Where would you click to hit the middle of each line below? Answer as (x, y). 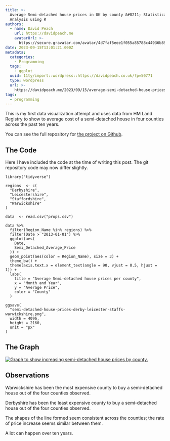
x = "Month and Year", (38, 283)
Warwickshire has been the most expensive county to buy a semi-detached (84, 387)
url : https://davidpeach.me (44, 33)
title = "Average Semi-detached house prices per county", (78, 279)
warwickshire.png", (26, 314)
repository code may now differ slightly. (47, 168)
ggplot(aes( (23, 239)
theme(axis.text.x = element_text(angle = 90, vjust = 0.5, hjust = (83, 266)
